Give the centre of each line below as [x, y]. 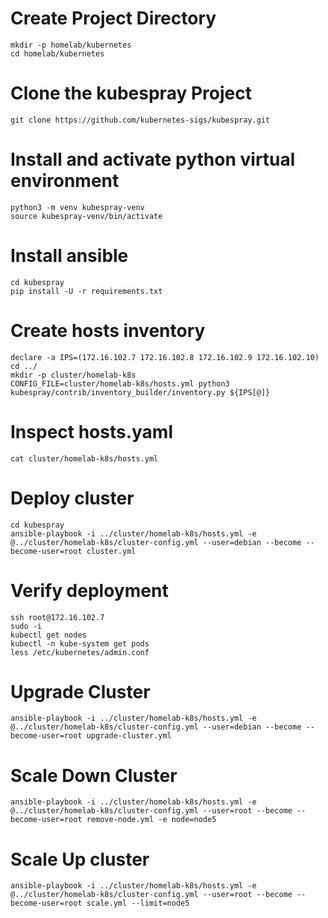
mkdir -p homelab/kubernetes [71, 45]
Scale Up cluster [80, 859]
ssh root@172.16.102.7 [57, 617]
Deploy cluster [72, 498]
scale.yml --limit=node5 [138, 903]
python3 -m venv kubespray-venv [77, 207]
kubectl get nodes [48, 635]
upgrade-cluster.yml [129, 736]
